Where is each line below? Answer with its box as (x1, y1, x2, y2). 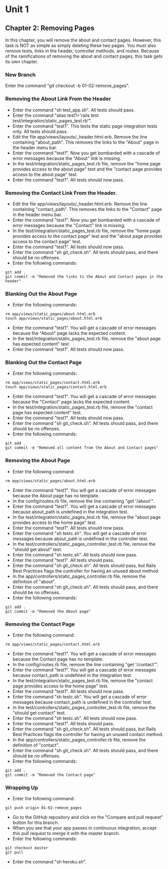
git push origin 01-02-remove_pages (5, 805, 82, 810)
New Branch (5, 71, 36, 78)
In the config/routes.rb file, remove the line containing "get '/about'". (12, 498, 154, 504)
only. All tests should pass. (12, 128, 68, 135)
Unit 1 (5, 4, 29, 15)
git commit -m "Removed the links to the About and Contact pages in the (5, 274, 163, 279)
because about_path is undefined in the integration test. (12, 508, 129, 514)
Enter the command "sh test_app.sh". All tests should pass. (12, 107, 135, 113)
